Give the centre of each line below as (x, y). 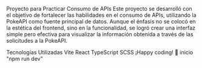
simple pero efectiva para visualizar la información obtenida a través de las (100, 34)
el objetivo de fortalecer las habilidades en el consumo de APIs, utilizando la (101, 15)
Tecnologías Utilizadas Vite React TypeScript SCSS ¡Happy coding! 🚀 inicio (100, 52)
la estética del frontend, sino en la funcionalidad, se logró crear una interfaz (101, 28)
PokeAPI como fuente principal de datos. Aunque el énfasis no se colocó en (101, 21)
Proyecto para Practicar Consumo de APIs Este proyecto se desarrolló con (99, 9)
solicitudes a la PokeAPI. (37, 41)
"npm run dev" (25, 59)
